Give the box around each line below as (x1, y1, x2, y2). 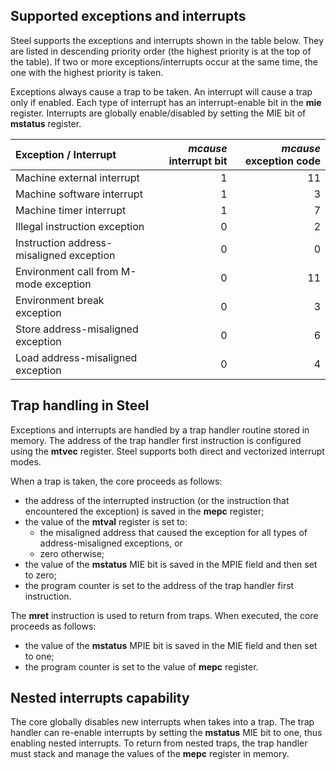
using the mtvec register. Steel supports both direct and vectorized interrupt (10, 445, 325, 457)
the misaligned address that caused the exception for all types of (39, 526, 308, 538)
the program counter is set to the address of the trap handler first (24, 579, 295, 591)
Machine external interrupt (15, 170, 140, 184)
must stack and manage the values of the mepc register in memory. (10, 748, 290, 760)
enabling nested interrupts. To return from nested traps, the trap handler (10, 737, 308, 749)
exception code (244, 154, 321, 168)
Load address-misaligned (15, 350, 138, 364)
